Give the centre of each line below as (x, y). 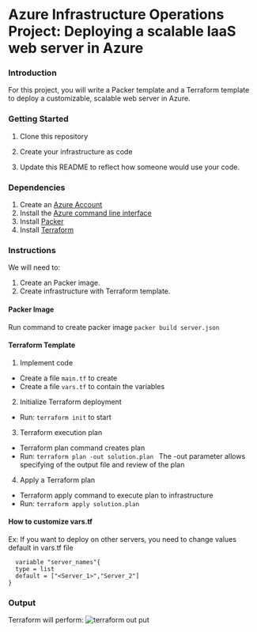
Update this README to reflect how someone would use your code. (129, 167)
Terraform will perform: (46, 620)
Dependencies (37, 187)
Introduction (32, 73)
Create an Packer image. (60, 283)
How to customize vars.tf (51, 522)
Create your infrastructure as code (76, 151)
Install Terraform (47, 230)
